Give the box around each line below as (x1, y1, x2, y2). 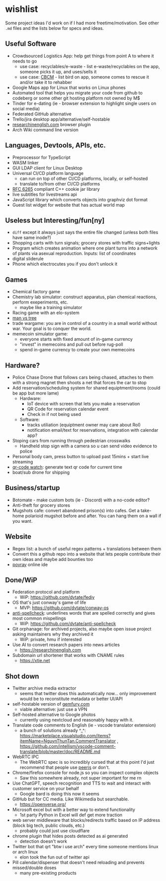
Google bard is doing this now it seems (19, 791, 100, 797)
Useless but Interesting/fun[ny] (5, 216, 105, 225)
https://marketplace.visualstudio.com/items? (19, 733, 111, 739)
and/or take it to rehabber (19, 79, 72, 85)
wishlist (5, 3, 38, 15)
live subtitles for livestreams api (12, 191, 77, 197)
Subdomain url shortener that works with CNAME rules (12, 652, 125, 658)
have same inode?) (12, 235, 52, 240)
